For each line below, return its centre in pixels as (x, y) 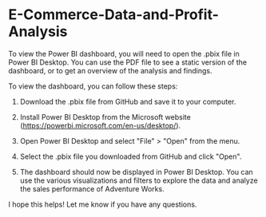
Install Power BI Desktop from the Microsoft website (105, 116)
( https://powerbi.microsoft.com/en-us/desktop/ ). (100, 125)
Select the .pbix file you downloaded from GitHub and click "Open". (131, 156)
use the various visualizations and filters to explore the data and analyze (139, 180)
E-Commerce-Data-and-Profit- (114, 15)
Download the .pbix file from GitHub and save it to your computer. (128, 101)
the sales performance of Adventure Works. (92, 188)
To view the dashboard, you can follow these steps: (93, 86)
